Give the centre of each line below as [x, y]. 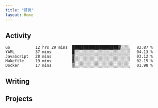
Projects [19, 99]
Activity [19, 36]
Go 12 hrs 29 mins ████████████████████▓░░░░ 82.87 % [79, 48]
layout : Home [19, 15]
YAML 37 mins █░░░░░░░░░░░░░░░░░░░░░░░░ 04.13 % [79, 52]
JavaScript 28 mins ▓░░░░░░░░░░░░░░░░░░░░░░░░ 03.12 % [79, 57]
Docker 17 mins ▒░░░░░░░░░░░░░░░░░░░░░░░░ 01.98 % [79, 66]
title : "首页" [20, 10]
